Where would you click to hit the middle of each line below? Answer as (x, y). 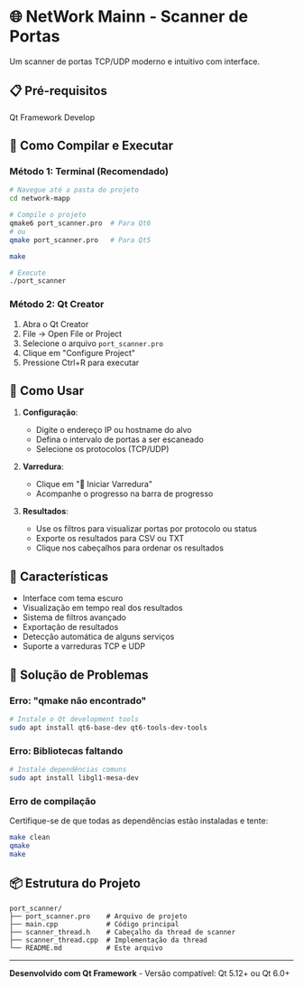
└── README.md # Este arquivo (87, 948)
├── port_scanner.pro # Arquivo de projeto (98, 916)
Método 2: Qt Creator (57, 305)
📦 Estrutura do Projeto (75, 884)
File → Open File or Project (72, 334)
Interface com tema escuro (73, 598)
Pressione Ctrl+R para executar (81, 362)
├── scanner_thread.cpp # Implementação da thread (108, 940)
